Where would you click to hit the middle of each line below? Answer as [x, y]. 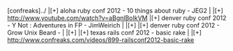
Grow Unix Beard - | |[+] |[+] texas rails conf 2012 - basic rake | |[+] [105, 32]
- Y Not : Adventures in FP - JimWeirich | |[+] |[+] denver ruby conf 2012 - [113, 25]
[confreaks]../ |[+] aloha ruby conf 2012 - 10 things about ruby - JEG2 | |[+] [115, 11]
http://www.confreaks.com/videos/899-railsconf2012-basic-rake [101, 40]
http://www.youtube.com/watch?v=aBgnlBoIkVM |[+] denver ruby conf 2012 [117, 18]
